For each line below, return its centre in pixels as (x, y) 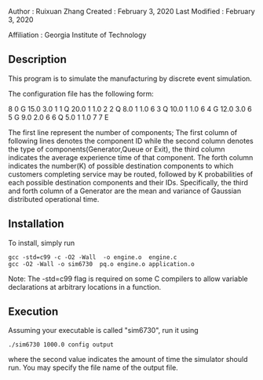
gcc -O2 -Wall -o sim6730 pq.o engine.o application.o (101, 264)
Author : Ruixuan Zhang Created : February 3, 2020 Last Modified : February (131, 11)
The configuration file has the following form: (81, 93)
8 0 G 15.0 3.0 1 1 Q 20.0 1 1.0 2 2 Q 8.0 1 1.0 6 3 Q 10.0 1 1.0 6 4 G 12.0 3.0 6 (130, 108)
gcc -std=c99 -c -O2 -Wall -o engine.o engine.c (93, 257)
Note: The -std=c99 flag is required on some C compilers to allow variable (128, 279)
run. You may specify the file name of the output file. (93, 367)
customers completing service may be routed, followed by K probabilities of (131, 174)
